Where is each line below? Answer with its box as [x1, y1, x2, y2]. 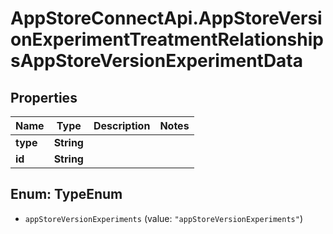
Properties [10, 89, 78, 106]
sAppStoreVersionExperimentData [10, 50, 304, 72]
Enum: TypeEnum [10, 186, 123, 203]
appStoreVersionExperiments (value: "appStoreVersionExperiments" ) [24, 212, 304, 224]
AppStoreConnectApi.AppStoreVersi [10, 7, 323, 30]
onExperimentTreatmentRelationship [10, 28, 324, 51]
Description [93, 119, 151, 132]
